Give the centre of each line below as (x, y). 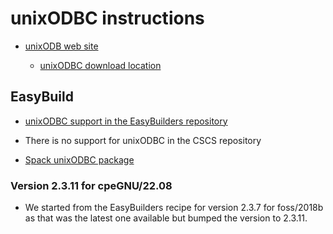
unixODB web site (61, 46)
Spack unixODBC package (79, 159)
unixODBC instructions (107, 18)
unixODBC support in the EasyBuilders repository (126, 121)
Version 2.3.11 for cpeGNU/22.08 (91, 185)
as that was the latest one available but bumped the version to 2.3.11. (166, 218)
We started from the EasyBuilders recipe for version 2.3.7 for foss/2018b (174, 208)
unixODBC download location (100, 65)
